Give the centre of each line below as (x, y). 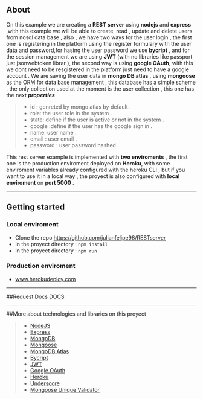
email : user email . (53, 139)
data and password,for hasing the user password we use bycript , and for (98, 50)
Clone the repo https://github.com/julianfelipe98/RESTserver (90, 237)
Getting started (36, 207)
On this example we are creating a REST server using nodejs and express (99, 24)
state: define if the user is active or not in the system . (97, 120)
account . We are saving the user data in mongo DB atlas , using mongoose (101, 75)
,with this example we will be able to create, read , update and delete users (99, 31)
